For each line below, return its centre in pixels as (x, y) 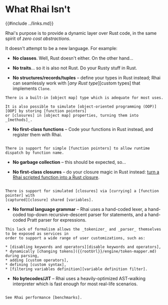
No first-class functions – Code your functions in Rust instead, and (83, 129)
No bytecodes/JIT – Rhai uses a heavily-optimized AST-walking (79, 278)
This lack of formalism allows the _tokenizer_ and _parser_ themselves (83, 229)
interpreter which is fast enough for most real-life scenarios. (75, 284)
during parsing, (22, 256)
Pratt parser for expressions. (57, 220)
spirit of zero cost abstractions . (38, 38)
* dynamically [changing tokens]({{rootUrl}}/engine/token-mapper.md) (81, 251)
